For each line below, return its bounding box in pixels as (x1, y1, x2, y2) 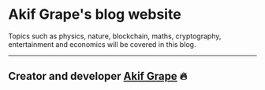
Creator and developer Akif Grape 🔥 (8, 70, 188, 83)
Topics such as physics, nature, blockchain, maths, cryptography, (8, 31, 222, 41)
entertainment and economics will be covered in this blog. (8, 39, 196, 49)
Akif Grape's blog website (8, 5, 181, 23)
